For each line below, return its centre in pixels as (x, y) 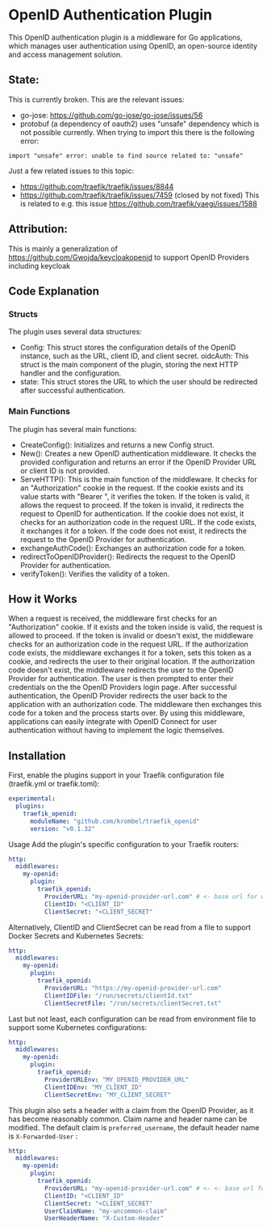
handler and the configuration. (71, 373)
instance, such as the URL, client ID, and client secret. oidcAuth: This (134, 356)
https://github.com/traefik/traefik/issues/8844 (97, 186)
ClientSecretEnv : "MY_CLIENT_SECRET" (108, 1095)
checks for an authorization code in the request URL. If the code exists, (138, 522)
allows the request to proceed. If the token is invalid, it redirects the (132, 505)
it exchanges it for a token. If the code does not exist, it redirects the (133, 531)
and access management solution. (65, 54)
